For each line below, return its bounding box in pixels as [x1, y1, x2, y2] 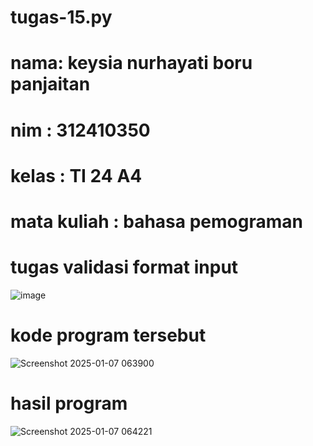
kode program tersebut [10, 324, 207, 347]
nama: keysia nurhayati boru [10, 52, 253, 75]
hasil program [10, 392, 128, 415]
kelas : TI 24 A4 [10, 164, 143, 187]
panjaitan [10, 73, 91, 96]
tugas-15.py [10, 6, 113, 29]
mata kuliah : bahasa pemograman [10, 210, 303, 233]
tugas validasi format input [10, 256, 239, 279]
